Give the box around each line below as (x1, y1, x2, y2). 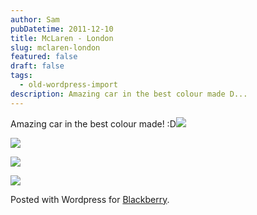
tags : (10, 71, 33, 81)
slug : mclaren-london (10, 42, 101, 53)
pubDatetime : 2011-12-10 (10, 24, 114, 34)
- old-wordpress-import (19, 80, 118, 90)
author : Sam (10, 14, 60, 25)
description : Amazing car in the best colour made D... (10, 89, 248, 99)
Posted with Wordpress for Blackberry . (10, 193, 170, 205)
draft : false (10, 61, 65, 71)
